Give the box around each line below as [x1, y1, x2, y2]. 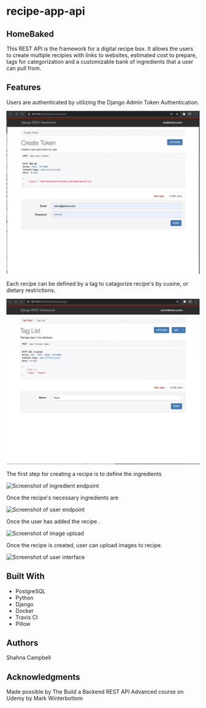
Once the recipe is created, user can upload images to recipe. [6, 541, 162, 548]
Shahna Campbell [6, 654, 51, 661]
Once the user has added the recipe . [6, 517, 101, 525]
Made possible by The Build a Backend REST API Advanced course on [6, 688, 184, 696]
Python [15, 594, 34, 601]
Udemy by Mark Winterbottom [6, 695, 83, 702]
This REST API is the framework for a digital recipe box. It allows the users [6, 45, 194, 52]
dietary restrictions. [6, 287, 56, 294]
